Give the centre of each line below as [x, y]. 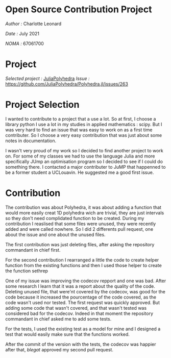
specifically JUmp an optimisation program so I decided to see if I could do [84, 161]
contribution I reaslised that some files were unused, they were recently [81, 224]
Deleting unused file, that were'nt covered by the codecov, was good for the [86, 291]
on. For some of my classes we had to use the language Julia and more [80, 156]
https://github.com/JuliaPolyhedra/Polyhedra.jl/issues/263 [67, 84]
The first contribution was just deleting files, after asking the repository [80, 244]
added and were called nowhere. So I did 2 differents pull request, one [79, 229]
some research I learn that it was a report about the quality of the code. [80, 286]
